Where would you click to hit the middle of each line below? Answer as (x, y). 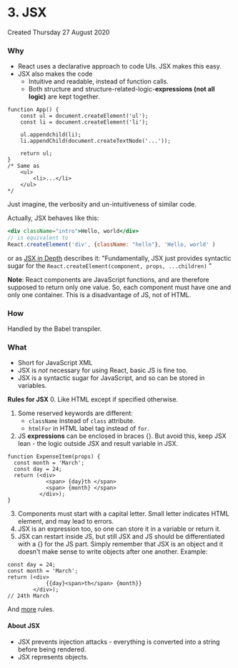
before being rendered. (52, 649)
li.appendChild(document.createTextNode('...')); (96, 141)
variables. (32, 386)
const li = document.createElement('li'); (84, 122)
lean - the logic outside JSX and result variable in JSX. (98, 444)
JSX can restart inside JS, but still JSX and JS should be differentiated (121, 537)
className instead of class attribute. (81, 421)
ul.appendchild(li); (51, 135)
